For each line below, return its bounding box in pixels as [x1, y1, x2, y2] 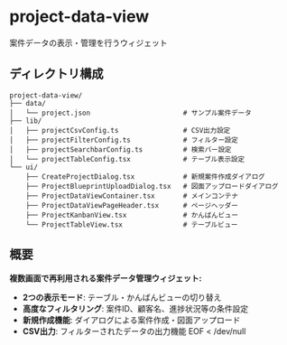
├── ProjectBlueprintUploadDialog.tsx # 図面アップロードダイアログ [25, 182, 279, 191]
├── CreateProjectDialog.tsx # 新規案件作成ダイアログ [25, 172, 265, 182]
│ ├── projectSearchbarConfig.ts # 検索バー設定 [9, 145, 232, 154]
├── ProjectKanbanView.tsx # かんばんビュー [25, 210, 239, 219]
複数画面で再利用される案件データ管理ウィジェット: [9, 273, 202, 284]
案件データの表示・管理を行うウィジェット [9, 37, 168, 48]
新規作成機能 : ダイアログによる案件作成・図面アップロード [22, 314, 241, 325]
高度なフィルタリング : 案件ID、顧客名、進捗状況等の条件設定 [22, 303, 249, 313]
